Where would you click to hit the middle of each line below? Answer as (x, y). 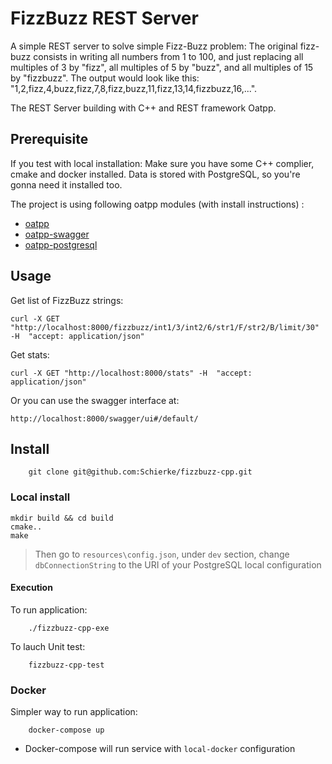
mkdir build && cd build (62, 518)
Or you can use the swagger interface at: (95, 400)
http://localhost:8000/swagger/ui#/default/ (104, 418)
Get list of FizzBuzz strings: (67, 300)
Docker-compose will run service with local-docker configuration (160, 749)
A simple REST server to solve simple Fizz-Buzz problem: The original (154, 46)
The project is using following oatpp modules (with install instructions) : (157, 204)
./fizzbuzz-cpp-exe (69, 628)
